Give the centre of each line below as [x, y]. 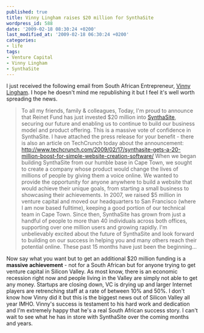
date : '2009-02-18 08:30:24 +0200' [51, 29]
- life [15, 46]
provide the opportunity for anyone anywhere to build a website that [107, 182]
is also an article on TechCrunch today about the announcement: [102, 143]
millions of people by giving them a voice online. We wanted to [100, 176]
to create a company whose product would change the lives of [100, 169]
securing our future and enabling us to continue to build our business [108, 124]
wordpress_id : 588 [30, 23]
